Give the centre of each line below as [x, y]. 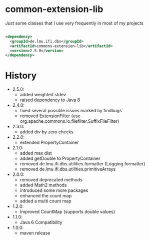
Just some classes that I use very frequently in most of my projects [74, 23]
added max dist [36, 153]
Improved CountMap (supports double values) [67, 212]
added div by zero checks [46, 132]
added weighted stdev [43, 95]
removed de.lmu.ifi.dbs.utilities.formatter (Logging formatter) [82, 164]
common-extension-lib [54, 9]
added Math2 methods [43, 185]
